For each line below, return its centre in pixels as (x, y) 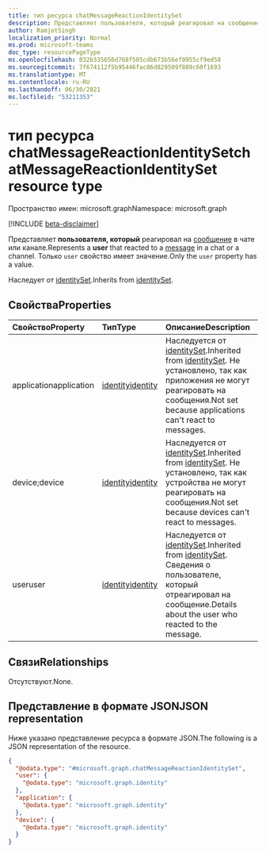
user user (29, 584)
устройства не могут (206, 482)
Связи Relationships (59, 662)
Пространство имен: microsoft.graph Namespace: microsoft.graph (118, 209)
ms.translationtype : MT (47, 75)
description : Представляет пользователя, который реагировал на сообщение (134, 23)
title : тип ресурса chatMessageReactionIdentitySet (95, 15)
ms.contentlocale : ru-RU (49, 82)
